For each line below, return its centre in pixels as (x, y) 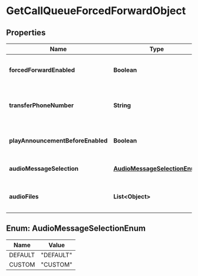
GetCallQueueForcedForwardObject (96, 11)
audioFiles (24, 197)
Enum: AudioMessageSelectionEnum (76, 229)
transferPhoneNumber (42, 105)
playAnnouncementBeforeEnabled (58, 141)
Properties (26, 33)
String (122, 105)
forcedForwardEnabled (42, 70)
